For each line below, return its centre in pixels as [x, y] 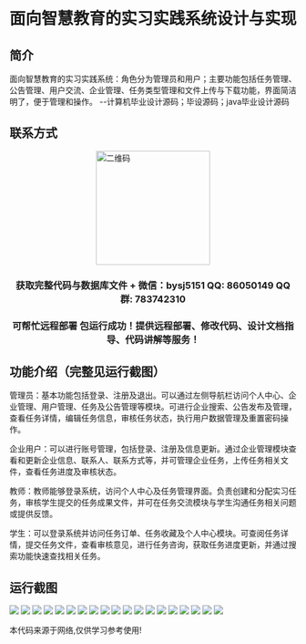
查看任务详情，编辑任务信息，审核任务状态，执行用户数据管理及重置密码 [145, 418]
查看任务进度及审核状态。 [73, 472]
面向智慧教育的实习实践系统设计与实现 [153, 19]
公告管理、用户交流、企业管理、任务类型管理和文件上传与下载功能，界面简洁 [153, 90]
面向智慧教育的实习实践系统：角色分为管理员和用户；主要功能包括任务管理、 [153, 79]
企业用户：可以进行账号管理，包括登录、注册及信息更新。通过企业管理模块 [149, 449]
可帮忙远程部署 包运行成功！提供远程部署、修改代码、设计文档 [148, 326]
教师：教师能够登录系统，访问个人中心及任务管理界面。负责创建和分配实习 [149, 491]
